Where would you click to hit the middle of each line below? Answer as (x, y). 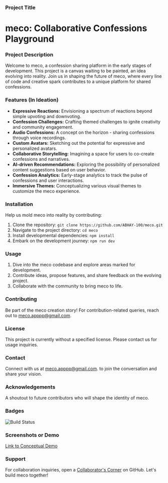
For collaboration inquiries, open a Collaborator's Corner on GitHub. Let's (81, 470)
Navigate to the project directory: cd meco (55, 230)
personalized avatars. (35, 148)
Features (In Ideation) (32, 100)
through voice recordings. (39, 138)
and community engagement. (43, 127)
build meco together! (27, 475)
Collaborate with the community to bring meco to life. (67, 286)
